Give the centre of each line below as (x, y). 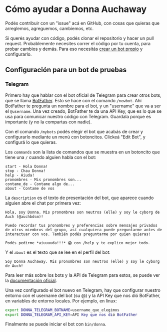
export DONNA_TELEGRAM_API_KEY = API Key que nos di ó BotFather (71, 314)
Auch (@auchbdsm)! (24, 217)
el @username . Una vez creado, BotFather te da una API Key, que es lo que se (83, 111)
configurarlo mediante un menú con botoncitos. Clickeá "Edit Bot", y (75, 137)
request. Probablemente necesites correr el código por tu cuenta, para (78, 43)
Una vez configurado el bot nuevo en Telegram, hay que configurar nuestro (83, 290)
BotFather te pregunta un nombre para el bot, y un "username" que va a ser (83, 106)
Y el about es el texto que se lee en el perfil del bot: (58, 252)
